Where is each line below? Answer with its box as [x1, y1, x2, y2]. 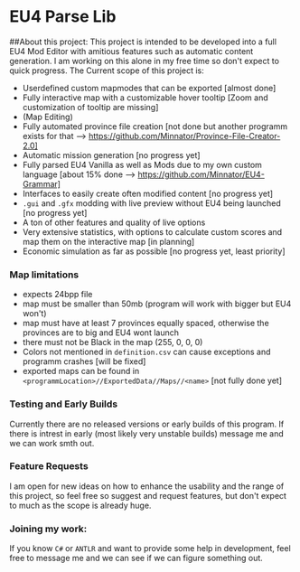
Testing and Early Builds [9, 398, 118, 410]
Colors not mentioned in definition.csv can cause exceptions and [22, 346, 271, 358]
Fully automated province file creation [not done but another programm [22, 120, 287, 132]
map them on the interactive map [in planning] [22, 236, 195, 247]
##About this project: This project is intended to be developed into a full [9, 36, 277, 47]
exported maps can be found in [22, 366, 140, 377]
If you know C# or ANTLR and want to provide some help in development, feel [9, 543, 291, 554]
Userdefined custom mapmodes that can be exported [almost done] [22, 82, 277, 93]
